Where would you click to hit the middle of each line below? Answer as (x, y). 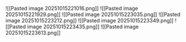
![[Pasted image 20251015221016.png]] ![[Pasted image (72, 8)
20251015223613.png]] (33, 33)
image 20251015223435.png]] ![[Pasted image (83, 26)
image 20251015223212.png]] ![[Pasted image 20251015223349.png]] (90, 20)
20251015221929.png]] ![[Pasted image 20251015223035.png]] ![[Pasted (93, 14)
